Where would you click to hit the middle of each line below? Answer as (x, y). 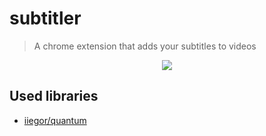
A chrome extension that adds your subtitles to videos (145, 46)
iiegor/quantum (55, 120)
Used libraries (54, 96)
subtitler (45, 18)
